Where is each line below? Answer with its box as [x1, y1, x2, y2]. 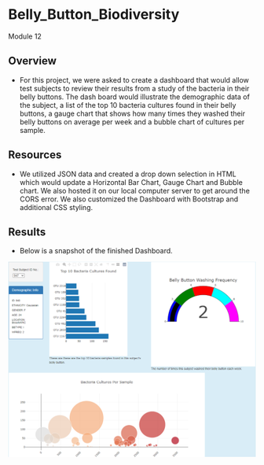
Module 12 [8, 31, 42, 41]
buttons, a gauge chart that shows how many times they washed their [19, 109, 246, 118]
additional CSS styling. [19, 202, 93, 212]
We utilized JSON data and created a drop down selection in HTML [19, 169, 237, 179]
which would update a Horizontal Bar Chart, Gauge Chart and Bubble [19, 177, 244, 186]
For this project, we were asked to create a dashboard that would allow [19, 75, 250, 84]
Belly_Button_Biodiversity [8, 6, 180, 24]
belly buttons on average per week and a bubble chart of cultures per [19, 116, 245, 127]
